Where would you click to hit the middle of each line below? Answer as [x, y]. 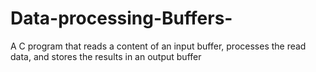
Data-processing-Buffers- [121, 18]
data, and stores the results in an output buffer [106, 56]
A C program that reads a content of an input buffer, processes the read [158, 46]
